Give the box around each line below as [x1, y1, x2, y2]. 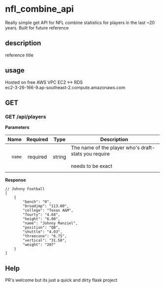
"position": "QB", [23, 225, 60, 230]
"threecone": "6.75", [23, 234, 67, 239]
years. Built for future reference [5, 24, 69, 30]
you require [83, 150, 110, 157]
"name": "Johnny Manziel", [23, 221, 78, 226]
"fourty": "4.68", [23, 212, 60, 217]
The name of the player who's [71, 144, 140, 151]
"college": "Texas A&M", [23, 208, 74, 213]
